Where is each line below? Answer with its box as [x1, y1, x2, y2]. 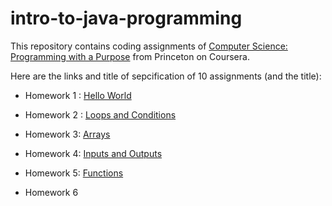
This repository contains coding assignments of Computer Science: [10, 40, 288, 52]
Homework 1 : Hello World [24, 89, 132, 101]
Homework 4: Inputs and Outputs [24, 147, 163, 159]
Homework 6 [24, 186, 79, 198]
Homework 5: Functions [24, 167, 124, 179]
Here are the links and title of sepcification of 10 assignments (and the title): [10, 70, 322, 82]
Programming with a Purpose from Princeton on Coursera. [10, 50, 250, 62]
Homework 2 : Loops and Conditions [24, 108, 177, 121]
